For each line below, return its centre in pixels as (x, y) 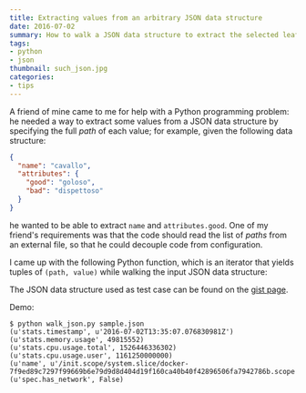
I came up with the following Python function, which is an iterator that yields (152, 262)
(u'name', (28, 363)
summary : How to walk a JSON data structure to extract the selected (144, 35)
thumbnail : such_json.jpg (58, 69)
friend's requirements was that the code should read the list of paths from (148, 235)
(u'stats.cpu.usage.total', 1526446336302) (93, 348)
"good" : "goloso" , (61, 183)
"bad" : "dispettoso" (65, 191)
